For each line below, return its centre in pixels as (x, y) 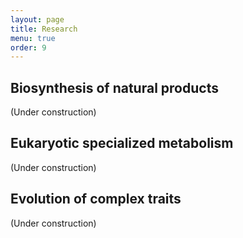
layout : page (37, 19)
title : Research (44, 29)
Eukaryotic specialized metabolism (122, 143)
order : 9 (28, 47)
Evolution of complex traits (96, 199)
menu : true (33, 38)
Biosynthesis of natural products (114, 87)
